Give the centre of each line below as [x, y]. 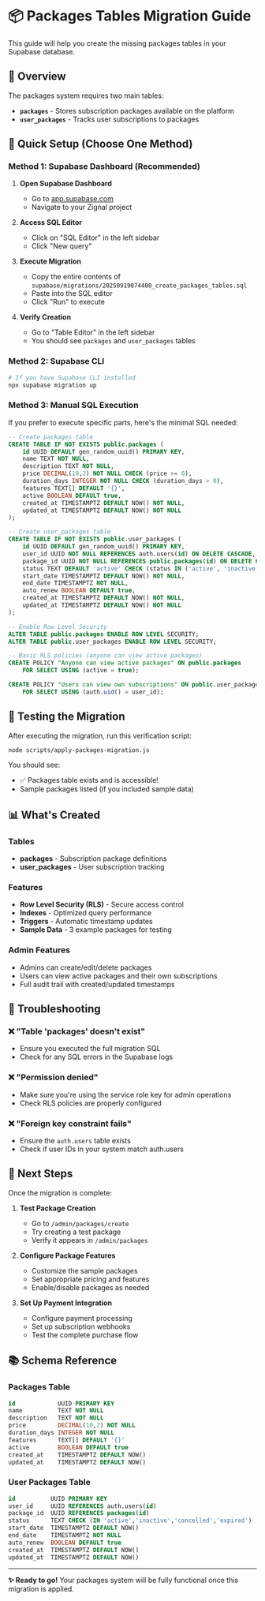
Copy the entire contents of [76, 277]
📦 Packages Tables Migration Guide [130, 16]
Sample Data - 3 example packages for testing [95, 930]
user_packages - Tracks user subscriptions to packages [109, 119]
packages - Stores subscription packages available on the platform [127, 110]
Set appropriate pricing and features [90, 1279]
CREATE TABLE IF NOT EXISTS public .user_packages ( [95, 539]
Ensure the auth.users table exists [75, 1141]
